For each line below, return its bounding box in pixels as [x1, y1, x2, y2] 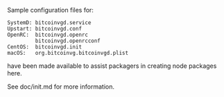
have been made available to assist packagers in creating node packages [7, 62, 217, 70]
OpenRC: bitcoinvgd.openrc [7, 31, 89, 38]
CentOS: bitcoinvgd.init [7, 44, 82, 51]
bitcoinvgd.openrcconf [35, 37, 101, 44]
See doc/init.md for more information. [7, 82, 114, 91]
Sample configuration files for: [7, 6, 94, 14]
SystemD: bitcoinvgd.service [7, 19, 92, 26]
